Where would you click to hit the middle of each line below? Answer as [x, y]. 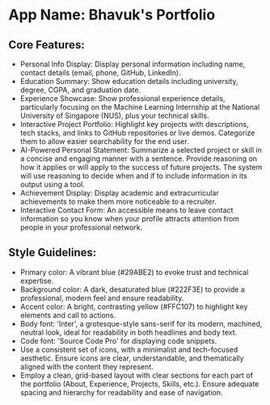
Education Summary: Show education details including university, [129, 81]
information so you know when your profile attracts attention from [130, 219]
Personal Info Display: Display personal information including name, [133, 64]
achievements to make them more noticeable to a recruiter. [118, 201]
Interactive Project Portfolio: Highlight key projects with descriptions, [134, 124]
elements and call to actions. [68, 315]
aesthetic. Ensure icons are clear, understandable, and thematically [132, 358]
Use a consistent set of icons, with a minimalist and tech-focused [129, 349]
